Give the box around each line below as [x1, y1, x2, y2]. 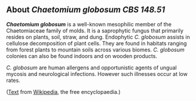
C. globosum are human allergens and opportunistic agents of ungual [6, 64, 177, 71]
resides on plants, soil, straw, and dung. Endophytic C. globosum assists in [6, 33, 190, 41]
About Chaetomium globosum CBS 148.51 [6, 5, 166, 15]
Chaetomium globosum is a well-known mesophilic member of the [6, 20, 172, 27]
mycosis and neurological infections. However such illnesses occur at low [6, 70, 188, 77]
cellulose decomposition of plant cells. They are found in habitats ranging [6, 39, 187, 47]
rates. [6, 76, 21, 84]
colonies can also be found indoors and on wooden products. [6, 52, 157, 59]
